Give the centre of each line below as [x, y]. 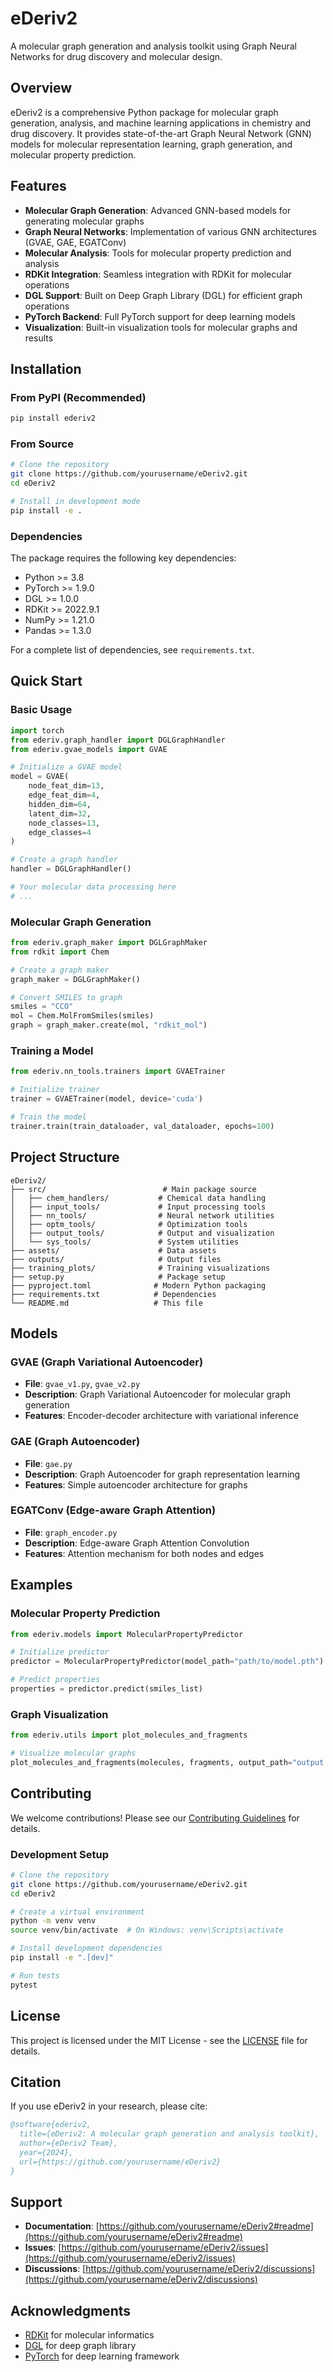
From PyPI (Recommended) [78, 397]
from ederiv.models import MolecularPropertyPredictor [127, 1634]
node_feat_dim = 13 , [66, 786]
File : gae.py [48, 1463]
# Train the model [48, 1117]
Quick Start [46, 681]
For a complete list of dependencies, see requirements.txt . [132, 650]
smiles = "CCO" [42, 1007]
